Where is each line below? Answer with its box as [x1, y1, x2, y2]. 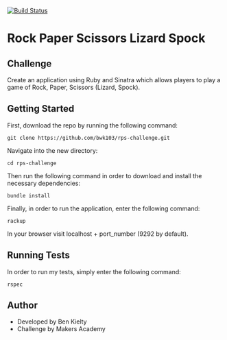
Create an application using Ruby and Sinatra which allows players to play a [7, 76, 221, 84]
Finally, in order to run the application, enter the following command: [7, 204, 200, 212]
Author [7, 300, 38, 311]
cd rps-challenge [7, 160, 57, 167]
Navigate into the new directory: [7, 146, 98, 154]
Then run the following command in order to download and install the [7, 171, 202, 180]
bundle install [7, 192, 51, 199]
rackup [7, 217, 26, 224]
